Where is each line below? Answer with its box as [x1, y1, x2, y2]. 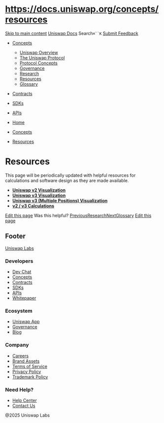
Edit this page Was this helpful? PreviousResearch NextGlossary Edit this [5, 212, 152, 218]
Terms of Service [12, 363, 48, 369]
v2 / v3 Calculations [12, 203, 55, 209]
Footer [5, 232, 26, 240]
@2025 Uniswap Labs [5, 412, 50, 418]
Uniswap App [12, 319, 40, 325]
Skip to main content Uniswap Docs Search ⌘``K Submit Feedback [5, 30, 139, 36]
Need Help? [5, 386, 34, 393]
